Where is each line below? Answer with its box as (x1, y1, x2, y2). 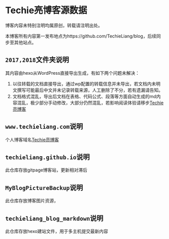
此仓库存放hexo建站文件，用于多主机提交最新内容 (5, 228, 108, 234)
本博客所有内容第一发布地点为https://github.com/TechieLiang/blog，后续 (5, 33, 156, 39)
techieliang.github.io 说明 (5, 153, 90, 161)
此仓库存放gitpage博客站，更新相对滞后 (5, 167, 87, 173)
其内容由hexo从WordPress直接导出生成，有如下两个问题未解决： (5, 70, 140, 76)
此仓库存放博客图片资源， (5, 198, 59, 204)
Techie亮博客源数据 (5, 5, 87, 16)
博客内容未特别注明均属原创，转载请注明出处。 (5, 22, 102, 28)
